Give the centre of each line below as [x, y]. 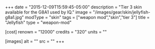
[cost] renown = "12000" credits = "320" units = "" [56, 32]
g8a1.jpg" [15, 17]
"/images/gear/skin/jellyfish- [122, 12]
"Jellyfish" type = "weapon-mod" [38, 22]
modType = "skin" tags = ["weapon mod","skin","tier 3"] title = [87, 17]
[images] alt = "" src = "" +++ [35, 41]
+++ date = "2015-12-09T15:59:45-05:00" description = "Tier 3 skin [74, 7]
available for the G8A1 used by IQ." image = [48, 12]
